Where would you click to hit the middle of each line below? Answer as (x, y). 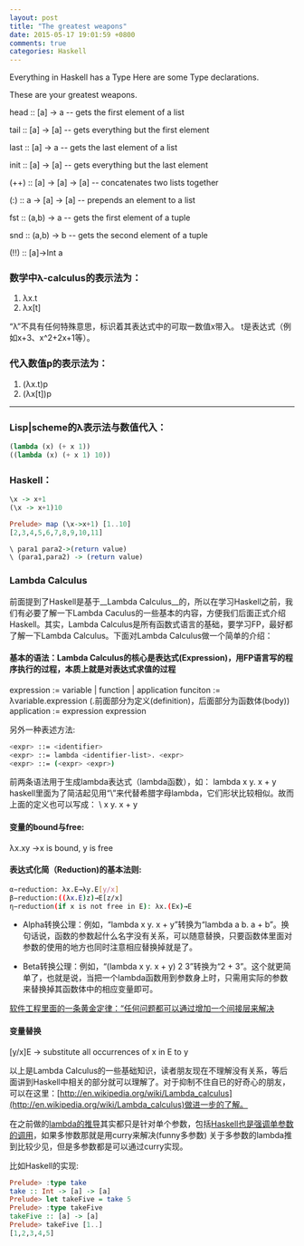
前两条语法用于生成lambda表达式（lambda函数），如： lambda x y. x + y (143, 782)
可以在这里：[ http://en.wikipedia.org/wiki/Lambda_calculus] (121, 1093)
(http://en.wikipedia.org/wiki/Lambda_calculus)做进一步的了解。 (129, 1104)
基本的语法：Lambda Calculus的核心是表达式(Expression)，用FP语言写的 (147, 658)
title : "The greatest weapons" (68, 26)
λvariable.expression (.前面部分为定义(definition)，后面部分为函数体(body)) (150, 700)
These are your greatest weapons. (73, 95)
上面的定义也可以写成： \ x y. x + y (74, 805)
